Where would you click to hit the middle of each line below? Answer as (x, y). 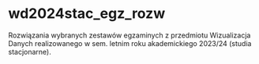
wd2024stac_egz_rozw (87, 14)
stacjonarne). (30, 52)
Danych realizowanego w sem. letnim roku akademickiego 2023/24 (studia (130, 43)
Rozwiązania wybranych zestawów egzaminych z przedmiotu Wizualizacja (129, 35)
